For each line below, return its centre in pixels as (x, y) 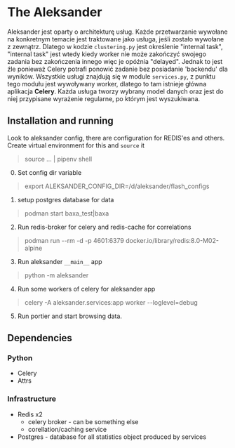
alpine (33, 248)
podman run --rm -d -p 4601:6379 (74, 240)
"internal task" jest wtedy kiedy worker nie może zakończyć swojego (107, 54)
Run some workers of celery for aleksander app (86, 289)
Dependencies (40, 338)
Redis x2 (30, 414)
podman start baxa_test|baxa (67, 213)
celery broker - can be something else (83, 421)
